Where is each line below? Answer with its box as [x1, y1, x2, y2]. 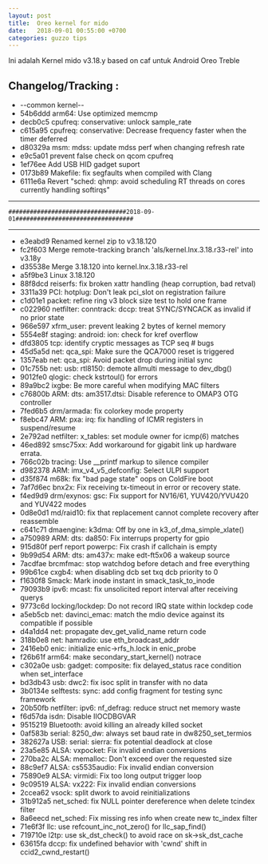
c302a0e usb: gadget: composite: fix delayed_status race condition [19, 660, 242, 671]
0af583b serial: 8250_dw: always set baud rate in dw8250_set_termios [19, 728, 252, 739]
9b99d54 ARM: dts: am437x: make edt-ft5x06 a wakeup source [19, 550, 231, 560]
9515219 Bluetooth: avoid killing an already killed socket [19, 720, 203, 730]
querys [19, 593, 44, 603]
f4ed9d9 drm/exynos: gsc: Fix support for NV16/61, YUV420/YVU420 [19, 491, 249, 501]
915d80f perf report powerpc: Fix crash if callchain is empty [19, 542, 218, 552]
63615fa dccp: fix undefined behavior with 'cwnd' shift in [19, 839, 207, 849]
